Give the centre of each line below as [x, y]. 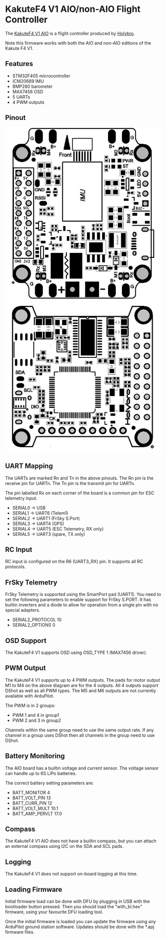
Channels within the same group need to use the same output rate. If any [80, 730]
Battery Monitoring [35, 756]
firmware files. [20, 932]
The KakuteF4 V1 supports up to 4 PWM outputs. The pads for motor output [83, 680]
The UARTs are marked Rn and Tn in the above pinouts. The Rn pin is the [79, 478]
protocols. [16, 567]
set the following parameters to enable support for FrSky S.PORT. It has [78, 600]
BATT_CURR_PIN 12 [32, 803]
